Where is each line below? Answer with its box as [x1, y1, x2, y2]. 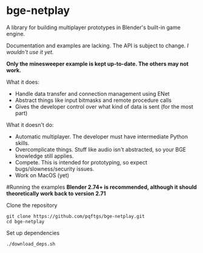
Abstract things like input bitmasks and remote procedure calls [15, 96, 171, 104]
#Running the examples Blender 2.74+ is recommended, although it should [6, 183, 197, 191]
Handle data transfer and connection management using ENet [15, 90, 170, 97]
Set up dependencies [6, 229, 60, 237]
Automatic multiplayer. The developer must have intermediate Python [15, 133, 188, 140]
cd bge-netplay [6, 218, 45, 224]
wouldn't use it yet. [6, 48, 54, 55]
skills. [15, 139, 30, 146]
